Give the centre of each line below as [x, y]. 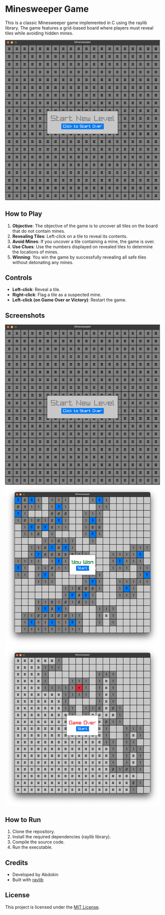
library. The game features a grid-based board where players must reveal [79, 28]
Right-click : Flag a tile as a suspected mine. [57, 295]
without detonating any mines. [43, 262]
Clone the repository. [33, 831]
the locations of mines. [35, 252]
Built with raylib [28, 880]
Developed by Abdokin [35, 874]
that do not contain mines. [39, 231]
